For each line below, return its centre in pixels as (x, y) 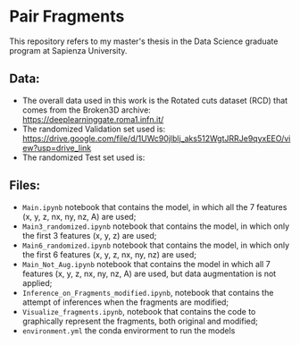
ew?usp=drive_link (57, 147)
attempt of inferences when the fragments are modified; (125, 302)
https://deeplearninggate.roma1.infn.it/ (93, 119)
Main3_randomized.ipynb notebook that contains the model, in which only (156, 226)
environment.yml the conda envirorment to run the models (129, 330)
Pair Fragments (67, 17)
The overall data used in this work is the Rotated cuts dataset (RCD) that (155, 100)
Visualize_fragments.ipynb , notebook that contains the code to (139, 311)
